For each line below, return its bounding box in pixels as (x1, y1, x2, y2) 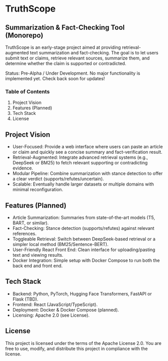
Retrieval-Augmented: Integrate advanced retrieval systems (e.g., (12, 154, 148, 160)
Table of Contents (5, 88, 50, 95)
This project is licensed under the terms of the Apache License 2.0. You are (5, 340, 162, 346)
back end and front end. (12, 263, 63, 269)
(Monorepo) (5, 31, 44, 39)
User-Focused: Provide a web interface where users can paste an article (12, 144, 163, 150)
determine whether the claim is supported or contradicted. (5, 61, 127, 66)
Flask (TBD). (12, 296, 39, 302)
